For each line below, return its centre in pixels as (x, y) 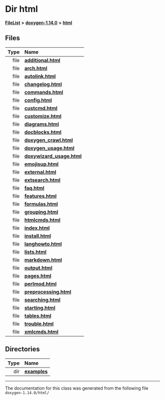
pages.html (38, 276)
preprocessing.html (48, 292)
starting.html (40, 308)
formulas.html (41, 204)
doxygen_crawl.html (49, 140)
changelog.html (43, 84)
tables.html (38, 315)
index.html (37, 228)
